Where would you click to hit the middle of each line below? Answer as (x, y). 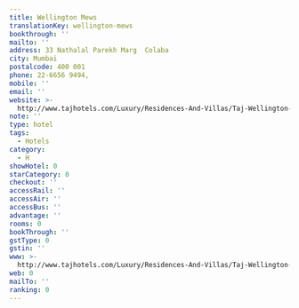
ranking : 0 (29, 289)
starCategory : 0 (39, 174)
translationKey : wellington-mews (71, 26)
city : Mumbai (33, 59)
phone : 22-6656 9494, (49, 75)
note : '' (25, 116)
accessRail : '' (37, 191)
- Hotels (33, 141)
